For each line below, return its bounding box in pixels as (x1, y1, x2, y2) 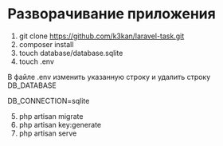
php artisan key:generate (18, 120, 102, 129)
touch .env (18, 57, 55, 66)
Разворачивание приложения (7, 5, 216, 23)
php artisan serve (18, 128, 77, 138)
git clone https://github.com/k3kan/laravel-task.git (18, 31, 185, 41)
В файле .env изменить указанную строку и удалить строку (7, 72, 211, 81)
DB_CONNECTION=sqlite (7, 96, 90, 105)
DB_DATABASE (7, 81, 57, 90)
